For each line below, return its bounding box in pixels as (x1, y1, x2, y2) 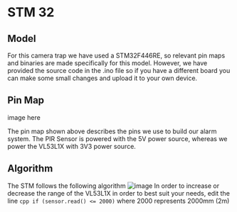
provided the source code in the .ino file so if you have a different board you (7, 67, 231, 74)
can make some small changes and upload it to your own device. (7, 74, 198, 82)
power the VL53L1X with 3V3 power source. (7, 142, 137, 150)
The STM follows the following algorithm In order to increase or (7, 182, 219, 190)
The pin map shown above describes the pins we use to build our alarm (7, 127, 217, 135)
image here (7, 113, 41, 121)
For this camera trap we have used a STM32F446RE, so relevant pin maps (7, 51, 226, 60)
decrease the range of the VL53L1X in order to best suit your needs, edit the (7, 189, 230, 197)
